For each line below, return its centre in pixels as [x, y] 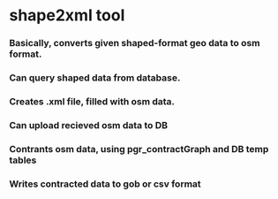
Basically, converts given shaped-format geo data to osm [135, 43]
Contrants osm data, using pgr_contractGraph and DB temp [139, 149]
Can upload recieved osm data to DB [89, 125]
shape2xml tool [67, 15]
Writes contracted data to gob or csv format [105, 184]
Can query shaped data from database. [95, 78]
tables [23, 160]
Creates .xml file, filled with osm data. [92, 101]
